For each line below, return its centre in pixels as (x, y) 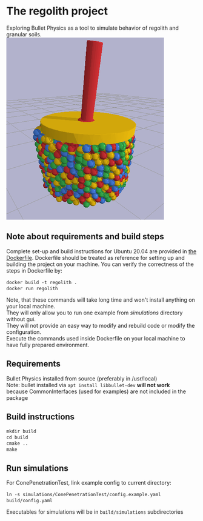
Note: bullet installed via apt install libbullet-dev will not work (88, 385)
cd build (17, 437)
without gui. (21, 319)
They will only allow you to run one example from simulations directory (95, 313)
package (17, 397)
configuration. (24, 332)
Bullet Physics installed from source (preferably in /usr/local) (82, 378)
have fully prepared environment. (48, 345)
